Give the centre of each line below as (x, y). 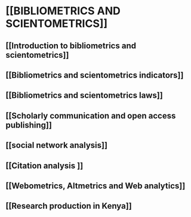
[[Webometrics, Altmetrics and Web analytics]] (95, 186)
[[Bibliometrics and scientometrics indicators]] (95, 75)
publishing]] (29, 125)
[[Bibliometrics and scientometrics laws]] (84, 96)
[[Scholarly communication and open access (91, 115)
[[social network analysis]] (57, 145)
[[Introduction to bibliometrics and (71, 46)
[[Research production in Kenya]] (69, 206)
